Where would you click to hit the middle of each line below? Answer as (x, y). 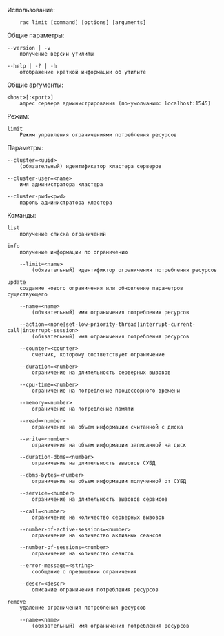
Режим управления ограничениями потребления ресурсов (98, 135)
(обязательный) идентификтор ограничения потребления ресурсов (124, 270)
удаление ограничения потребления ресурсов (83, 608)
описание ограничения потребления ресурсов (95, 590)
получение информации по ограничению (74, 252)
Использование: (31, 10)
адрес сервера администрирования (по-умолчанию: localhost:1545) (115, 103)
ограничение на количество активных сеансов (97, 535)
